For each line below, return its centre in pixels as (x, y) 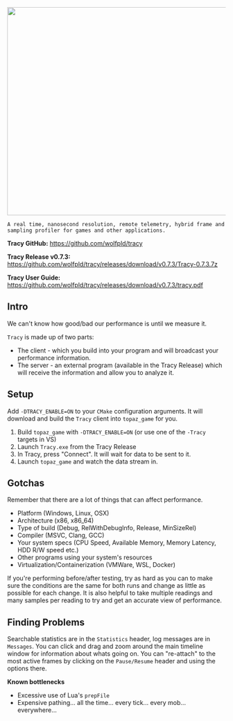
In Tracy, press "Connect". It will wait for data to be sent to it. (104, 454)
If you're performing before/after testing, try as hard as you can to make (110, 578)
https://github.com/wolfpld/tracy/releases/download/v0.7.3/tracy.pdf (105, 285)
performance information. (54, 357)
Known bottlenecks (36, 682)
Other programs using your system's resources (85, 557)
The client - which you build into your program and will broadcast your (118, 350)
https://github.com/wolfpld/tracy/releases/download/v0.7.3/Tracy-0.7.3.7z (113, 264)
